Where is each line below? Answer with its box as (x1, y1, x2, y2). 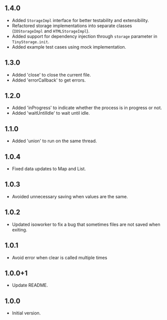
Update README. (11, 282, 48, 288)
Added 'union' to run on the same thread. (11, 138, 97, 144)
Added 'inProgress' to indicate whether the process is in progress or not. (11, 105, 162, 111)
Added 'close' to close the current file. (11, 72, 91, 78)
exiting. (11, 226, 27, 232)
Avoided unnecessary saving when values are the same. (11, 193, 128, 199)
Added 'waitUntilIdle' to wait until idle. (11, 110, 90, 116)
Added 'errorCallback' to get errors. (11, 77, 86, 83)
